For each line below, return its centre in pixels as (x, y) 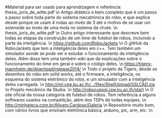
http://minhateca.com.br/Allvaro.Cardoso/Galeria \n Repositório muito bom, (80, 105)
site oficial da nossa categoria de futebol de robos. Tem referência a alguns (81, 95)
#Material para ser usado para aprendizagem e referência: (63, 7)
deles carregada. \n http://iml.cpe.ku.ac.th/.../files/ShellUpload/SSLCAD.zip (80, 84)
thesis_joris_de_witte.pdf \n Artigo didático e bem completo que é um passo (81, 12)
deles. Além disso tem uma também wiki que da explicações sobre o (73, 59)
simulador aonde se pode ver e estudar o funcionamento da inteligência (77, 53)
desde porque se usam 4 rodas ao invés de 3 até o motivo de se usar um (78, 22)
